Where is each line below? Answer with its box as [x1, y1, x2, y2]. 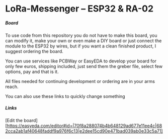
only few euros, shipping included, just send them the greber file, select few [5, 63, 162, 69]
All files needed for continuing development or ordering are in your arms [5, 78, 155, 84]
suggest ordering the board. [5, 48, 64, 54]
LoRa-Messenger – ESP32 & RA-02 [5, 3, 154, 14]
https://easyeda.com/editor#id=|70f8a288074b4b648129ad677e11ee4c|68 [7, 123, 162, 129]
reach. [5, 83, 19, 90]
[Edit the [5, 117, 23, 123]
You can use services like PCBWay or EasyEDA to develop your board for [5, 58, 157, 64]
